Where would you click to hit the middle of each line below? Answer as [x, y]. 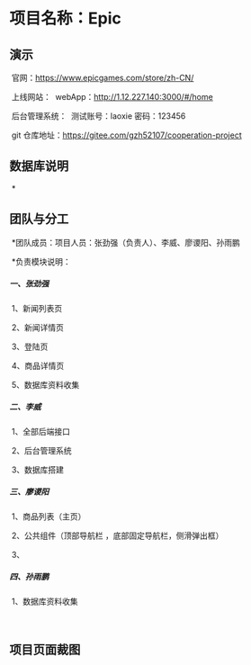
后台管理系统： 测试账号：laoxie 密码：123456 [99, 116]
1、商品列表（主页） [49, 516]
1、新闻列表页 [37, 308]
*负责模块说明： [41, 261]
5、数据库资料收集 [45, 384]
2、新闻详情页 [38, 327]
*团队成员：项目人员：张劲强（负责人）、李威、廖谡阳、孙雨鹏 [126, 242]
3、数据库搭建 [38, 470]
